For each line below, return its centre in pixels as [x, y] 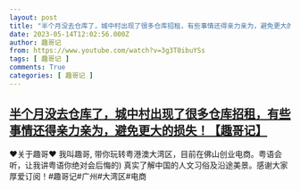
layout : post [33, 17]
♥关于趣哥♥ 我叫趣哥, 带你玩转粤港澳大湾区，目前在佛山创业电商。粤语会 [146, 153]
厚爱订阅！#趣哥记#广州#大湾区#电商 [78, 176]
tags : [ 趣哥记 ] [39, 59]
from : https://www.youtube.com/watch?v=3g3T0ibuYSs [107, 51]
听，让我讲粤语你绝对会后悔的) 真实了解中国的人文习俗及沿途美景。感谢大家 [149, 165]
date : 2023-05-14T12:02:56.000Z [69, 34]
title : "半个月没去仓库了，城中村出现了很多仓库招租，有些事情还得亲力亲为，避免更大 [148, 26]
